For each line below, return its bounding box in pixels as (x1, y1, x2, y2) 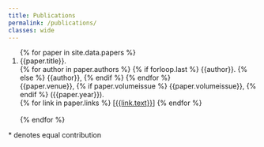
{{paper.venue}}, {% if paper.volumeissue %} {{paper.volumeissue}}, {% (19, 81, 257, 91)
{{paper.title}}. (19, 56, 67, 66)
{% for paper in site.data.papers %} (19, 48, 136, 58)
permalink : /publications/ (8, 19, 97, 27)
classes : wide (8, 26, 55, 34)
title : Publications (8, 11, 77, 20)
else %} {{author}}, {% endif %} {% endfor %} (19, 73, 172, 83)
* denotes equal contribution (8, 130, 102, 140)
